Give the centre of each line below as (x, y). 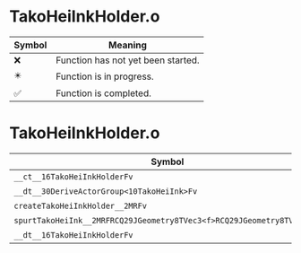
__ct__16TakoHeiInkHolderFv (73, 176)
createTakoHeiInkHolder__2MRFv (81, 205)
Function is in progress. (104, 76)
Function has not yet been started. (127, 60)
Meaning (128, 45)
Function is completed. (103, 93)
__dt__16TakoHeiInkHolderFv (73, 235)
